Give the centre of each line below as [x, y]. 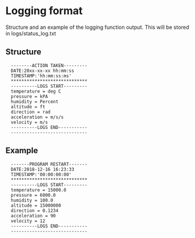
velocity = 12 [28, 221]
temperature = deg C [36, 91]
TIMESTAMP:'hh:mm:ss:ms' [41, 76]
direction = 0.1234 [35, 210]
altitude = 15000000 [36, 205]
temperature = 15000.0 [39, 190]
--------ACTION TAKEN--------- [49, 65]
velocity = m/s [29, 122]
